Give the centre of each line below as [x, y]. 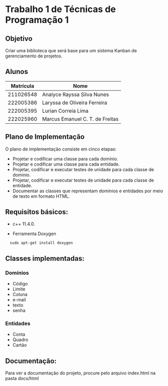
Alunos [17, 72]
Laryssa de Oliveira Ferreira [74, 103]
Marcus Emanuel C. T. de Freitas [80, 119]
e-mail [19, 300]
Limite [19, 289]
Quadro [20, 340]
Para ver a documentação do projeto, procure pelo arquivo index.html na [80, 373]
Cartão [20, 345]
